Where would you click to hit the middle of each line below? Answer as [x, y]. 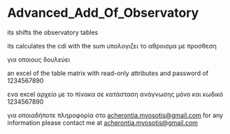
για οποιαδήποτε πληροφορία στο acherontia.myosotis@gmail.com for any [115, 115]
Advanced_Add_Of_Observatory [103, 13]
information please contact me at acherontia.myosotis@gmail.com [102, 122]
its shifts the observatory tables [53, 32]
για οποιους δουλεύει [39, 59]
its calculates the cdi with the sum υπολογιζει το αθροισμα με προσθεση [112, 46]
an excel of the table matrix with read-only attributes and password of [108, 73]
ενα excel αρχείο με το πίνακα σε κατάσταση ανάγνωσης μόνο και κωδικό [115, 94]
